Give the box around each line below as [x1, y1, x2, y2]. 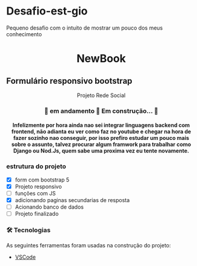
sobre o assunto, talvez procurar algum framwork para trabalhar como [11, 141, 192, 148]
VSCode [14, 253, 36, 261]
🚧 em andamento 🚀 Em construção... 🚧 [44, 107, 158, 115]
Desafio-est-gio [6, 4, 88, 18]
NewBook [76, 52, 127, 66]
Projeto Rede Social [77, 92, 126, 99]
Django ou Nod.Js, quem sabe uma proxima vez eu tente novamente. [13, 147, 190, 154]
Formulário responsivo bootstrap [6, 75, 133, 86]
